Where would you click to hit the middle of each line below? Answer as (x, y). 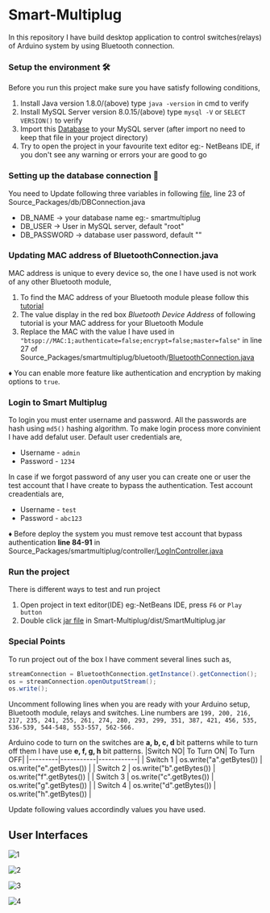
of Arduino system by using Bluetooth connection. (91, 45)
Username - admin (50, 452)
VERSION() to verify (51, 121)
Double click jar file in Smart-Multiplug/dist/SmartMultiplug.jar (123, 621)
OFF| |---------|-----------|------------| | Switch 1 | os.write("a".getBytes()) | (135, 760)
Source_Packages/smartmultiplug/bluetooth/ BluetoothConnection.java (137, 357)
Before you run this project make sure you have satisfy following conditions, (134, 88)
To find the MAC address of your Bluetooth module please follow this (135, 297)
